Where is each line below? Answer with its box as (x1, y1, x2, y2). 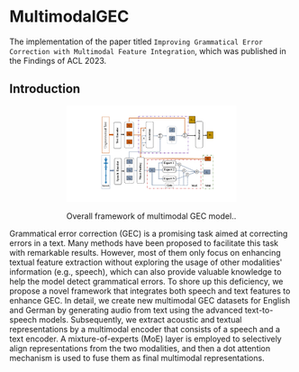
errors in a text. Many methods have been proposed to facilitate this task (9, 237, 279, 249)
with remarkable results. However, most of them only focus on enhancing (9, 247, 281, 258)
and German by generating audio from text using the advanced (9, 304, 243, 315)
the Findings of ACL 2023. (9, 55, 107, 66)
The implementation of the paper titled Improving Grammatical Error (9, 36, 263, 47)
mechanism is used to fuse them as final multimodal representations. (9, 352, 265, 363)
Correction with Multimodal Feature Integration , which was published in (9, 45, 286, 56)
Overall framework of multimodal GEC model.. (66, 210, 237, 222)
